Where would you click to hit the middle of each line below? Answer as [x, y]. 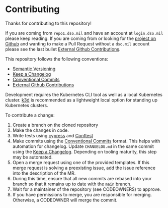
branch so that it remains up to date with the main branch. [72, 184]
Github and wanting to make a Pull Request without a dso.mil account [77, 43]
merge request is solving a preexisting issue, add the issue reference [84, 168]
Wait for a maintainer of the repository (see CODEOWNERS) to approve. [87, 189]
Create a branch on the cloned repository [55, 125]
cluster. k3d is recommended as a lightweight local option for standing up [81, 100]
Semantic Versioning [34, 69]
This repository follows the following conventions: [57, 59]
